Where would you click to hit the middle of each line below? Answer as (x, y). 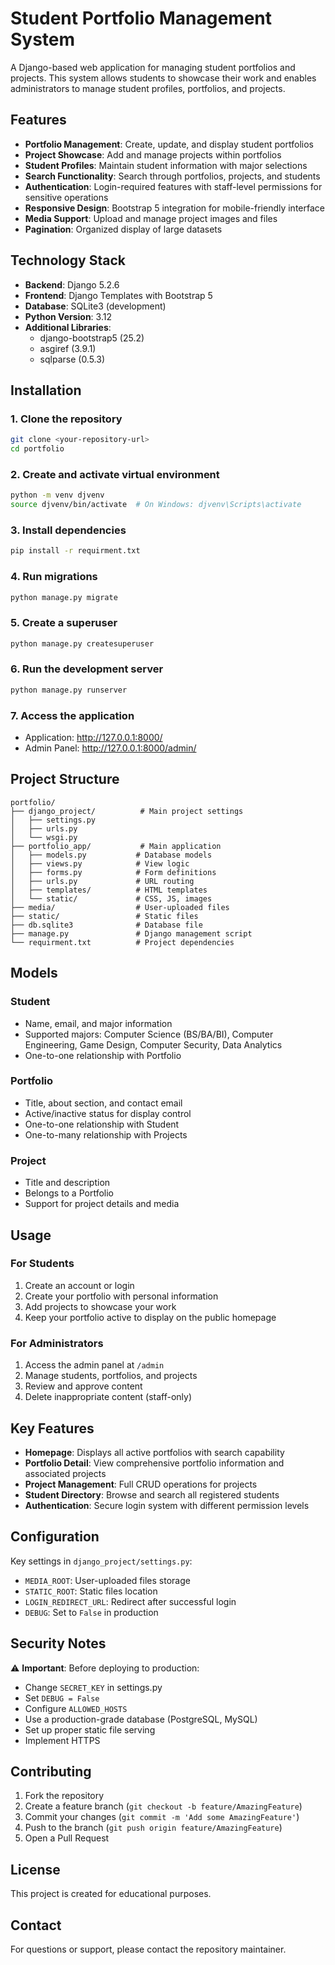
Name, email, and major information (98, 1023)
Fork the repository (64, 1796)
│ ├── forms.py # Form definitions (113, 872)
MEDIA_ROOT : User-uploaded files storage (107, 1580)
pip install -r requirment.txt (75, 551)
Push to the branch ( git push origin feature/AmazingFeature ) (153, 1828)
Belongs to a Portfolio (69, 1193)
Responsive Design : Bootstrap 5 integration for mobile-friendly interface (174, 208)
